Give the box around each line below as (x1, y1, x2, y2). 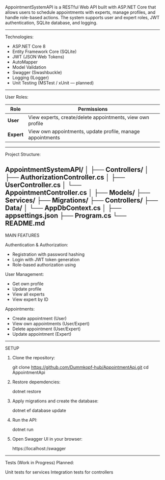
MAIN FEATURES (5, 232, 40, 238)
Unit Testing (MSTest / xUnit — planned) (12, 80, 94, 85)
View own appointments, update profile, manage (28, 128, 140, 134)
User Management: (5, 271, 44, 277)
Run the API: (12, 417, 38, 423)
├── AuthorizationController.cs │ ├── (5, 173, 125, 182)
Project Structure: (5, 152, 41, 157)
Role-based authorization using (12, 262, 76, 267)
